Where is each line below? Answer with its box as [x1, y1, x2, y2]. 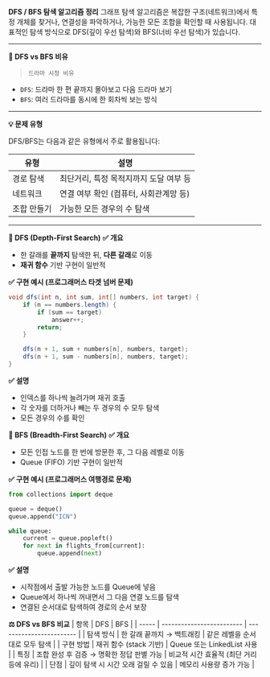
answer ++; [51, 316, 84, 324]
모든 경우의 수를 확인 [19, 413, 85, 423]
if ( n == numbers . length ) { [22, 300, 117, 308]
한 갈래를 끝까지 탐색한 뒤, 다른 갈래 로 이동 [19, 250, 153, 259]
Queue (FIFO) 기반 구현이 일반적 [19, 457, 123, 467]
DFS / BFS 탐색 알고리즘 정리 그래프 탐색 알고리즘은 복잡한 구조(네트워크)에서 [8, 7, 250, 16]
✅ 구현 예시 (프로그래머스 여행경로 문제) [8, 474, 133, 484]
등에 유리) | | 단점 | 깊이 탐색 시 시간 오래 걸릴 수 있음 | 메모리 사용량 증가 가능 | [8, 659, 255, 669]
